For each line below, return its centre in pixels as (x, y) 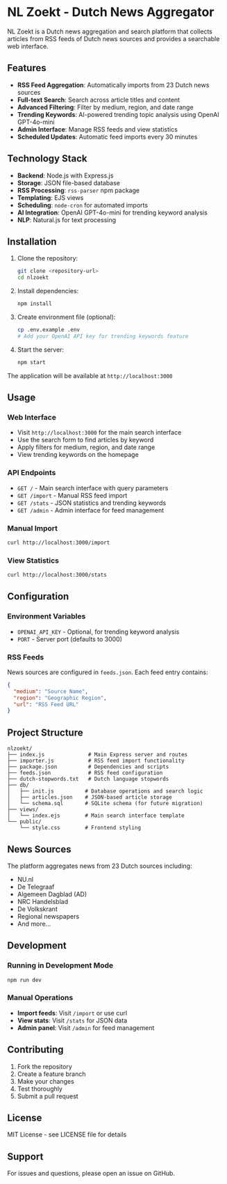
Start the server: (41, 350)
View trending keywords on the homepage (78, 455)
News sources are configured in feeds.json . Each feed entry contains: (108, 672)
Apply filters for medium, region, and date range (86, 447)
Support (25, 1156)
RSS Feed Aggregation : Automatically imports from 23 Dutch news (113, 85)
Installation (32, 241)
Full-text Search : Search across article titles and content (99, 100)
